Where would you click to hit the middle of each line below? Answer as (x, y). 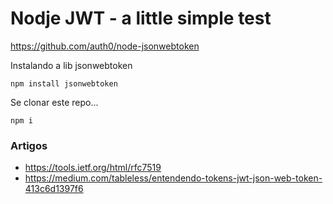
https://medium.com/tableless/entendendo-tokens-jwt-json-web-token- (173, 178)
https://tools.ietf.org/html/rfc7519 (93, 168)
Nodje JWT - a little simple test (141, 18)
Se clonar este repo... (54, 102)
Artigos (29, 145)
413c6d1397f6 (54, 189)
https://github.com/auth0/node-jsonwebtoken (105, 46)
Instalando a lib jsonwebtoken (71, 65)
